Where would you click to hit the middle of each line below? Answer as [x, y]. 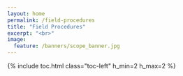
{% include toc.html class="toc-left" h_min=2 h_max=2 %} [92, 66]
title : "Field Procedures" [46, 26]
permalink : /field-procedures [51, 20]
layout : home [26, 14]
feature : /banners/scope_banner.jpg [67, 46]
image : [17, 40]
